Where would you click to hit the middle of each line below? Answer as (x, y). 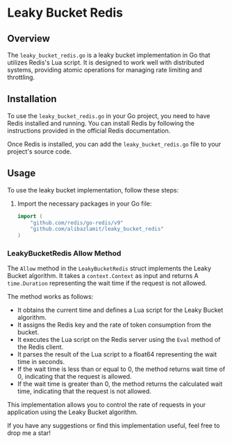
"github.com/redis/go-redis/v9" (77, 223)
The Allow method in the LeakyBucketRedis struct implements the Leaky (109, 268)
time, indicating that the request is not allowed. (84, 391)
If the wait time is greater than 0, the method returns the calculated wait (120, 384)
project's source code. (40, 151)
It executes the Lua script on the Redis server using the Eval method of (119, 340)
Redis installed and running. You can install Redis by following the (101, 123)
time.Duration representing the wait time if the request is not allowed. (107, 283)
